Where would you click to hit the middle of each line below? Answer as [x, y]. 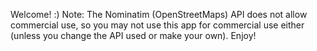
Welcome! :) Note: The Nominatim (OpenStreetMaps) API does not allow [159, 14]
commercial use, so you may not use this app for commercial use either [157, 25]
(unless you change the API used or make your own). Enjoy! [133, 35]
